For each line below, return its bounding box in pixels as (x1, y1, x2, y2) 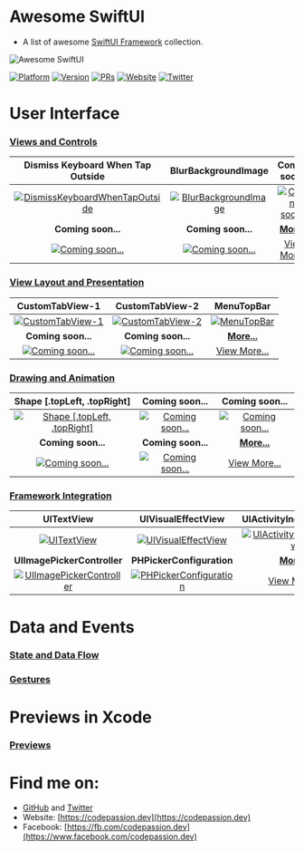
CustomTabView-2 (115, 299, 199, 312)
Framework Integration (9, 489, 112, 502)
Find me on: (9, 772, 100, 793)
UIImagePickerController (14, 555, 123, 567)
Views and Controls (9, 136, 98, 149)
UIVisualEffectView (138, 513, 225, 526)
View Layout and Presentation (9, 276, 145, 289)
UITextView (43, 513, 94, 526)
